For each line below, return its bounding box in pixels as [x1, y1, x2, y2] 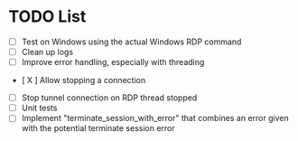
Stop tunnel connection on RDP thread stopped [21, 92, 198, 103]
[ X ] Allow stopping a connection [21, 75, 146, 86]
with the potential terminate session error [21, 123, 175, 134]
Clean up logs [21, 47, 74, 57]
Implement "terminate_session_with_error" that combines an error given [21, 113, 290, 124]
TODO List [8, 6, 87, 27]
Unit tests [21, 102, 58, 114]
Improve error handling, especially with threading [21, 57, 205, 68]
